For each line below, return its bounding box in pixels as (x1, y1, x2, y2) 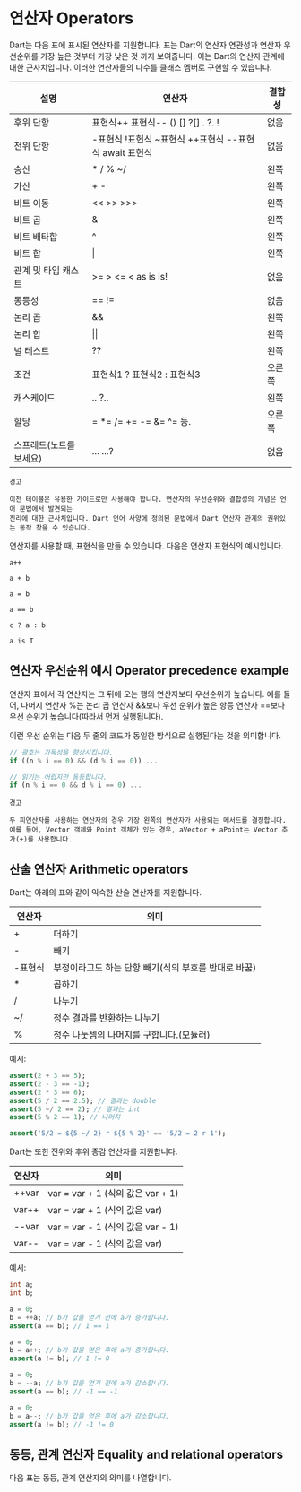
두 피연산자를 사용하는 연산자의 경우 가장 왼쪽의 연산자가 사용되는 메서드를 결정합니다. (9, 816, 287, 825)
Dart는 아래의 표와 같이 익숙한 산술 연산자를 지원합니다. (9, 887, 202, 898)
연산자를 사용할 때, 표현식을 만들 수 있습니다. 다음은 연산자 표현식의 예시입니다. (9, 539, 284, 551)
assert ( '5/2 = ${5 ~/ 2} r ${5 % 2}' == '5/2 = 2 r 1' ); (9, 1129, 227, 1138)
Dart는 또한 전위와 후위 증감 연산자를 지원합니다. (9, 1146, 178, 1157)
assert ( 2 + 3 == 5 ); (9, 1072, 87, 1081)
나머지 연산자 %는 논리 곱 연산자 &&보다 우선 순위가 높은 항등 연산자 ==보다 (21, 700, 285, 711)
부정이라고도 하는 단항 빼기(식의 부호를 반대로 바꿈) (53, 962, 257, 974)
